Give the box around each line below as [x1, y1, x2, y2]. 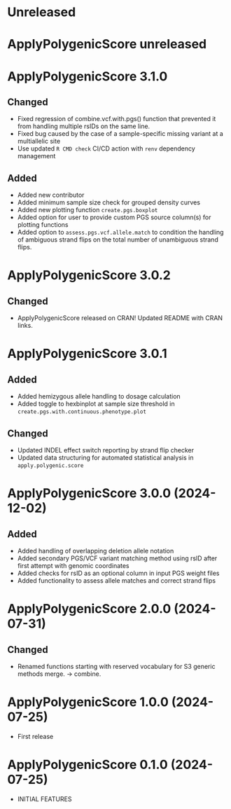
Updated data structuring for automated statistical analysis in [17, 453, 194, 462]
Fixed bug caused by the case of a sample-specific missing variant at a [17, 130, 224, 138]
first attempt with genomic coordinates [17, 562, 129, 569]
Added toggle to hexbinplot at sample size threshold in [17, 400, 175, 408]
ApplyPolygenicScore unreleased [7, 36, 207, 53]
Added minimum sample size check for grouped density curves [17, 198, 201, 207]
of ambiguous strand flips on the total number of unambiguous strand [17, 235, 218, 244]
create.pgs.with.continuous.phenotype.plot [17, 408, 147, 415]
